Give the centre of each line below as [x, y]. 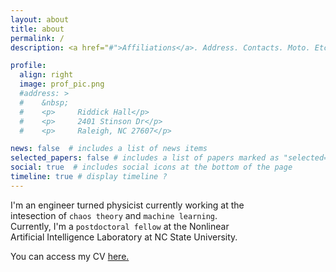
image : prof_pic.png [62, 84]
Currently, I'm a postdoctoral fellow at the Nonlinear [120, 226]
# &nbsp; [44, 102]
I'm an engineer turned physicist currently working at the [127, 205]
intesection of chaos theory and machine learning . [114, 215]
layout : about [40, 19]
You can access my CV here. [70, 256]
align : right [46, 75]
